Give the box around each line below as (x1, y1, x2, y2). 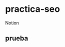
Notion (5, 20, 19, 26)
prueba (5, 34, 28, 43)
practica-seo (5, 3, 60, 15)
